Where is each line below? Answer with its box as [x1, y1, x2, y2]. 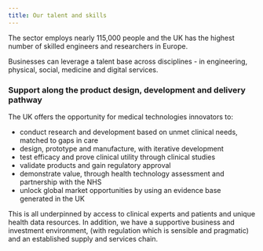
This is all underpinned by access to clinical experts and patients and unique [8, 209, 256, 218]
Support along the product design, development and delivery [8, 84, 246, 95]
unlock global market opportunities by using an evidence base [19, 185, 221, 195]
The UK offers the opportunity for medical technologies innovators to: [8, 111, 234, 122]
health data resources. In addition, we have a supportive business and [8, 217, 236, 227]
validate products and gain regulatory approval [19, 160, 171, 169]
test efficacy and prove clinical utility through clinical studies [19, 152, 216, 162]
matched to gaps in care [19, 135, 99, 145]
